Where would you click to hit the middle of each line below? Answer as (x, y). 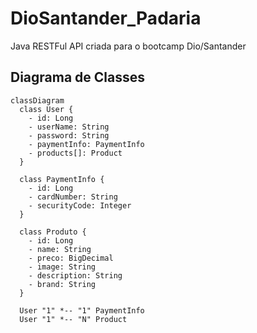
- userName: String (69, 127)
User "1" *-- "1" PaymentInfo (82, 310)
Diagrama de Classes (78, 77)
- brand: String (62, 284)
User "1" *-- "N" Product (73, 319)
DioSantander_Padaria (106, 18)
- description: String (75, 275)
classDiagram (37, 100)
